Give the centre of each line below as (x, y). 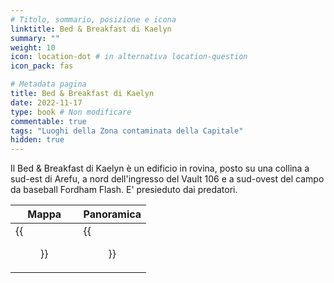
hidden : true (37, 140)
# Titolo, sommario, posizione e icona (93, 19)
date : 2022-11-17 (46, 102)
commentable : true (48, 121)
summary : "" (35, 38)
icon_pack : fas (42, 66)
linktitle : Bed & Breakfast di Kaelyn (91, 29)
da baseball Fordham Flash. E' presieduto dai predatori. (124, 190)
